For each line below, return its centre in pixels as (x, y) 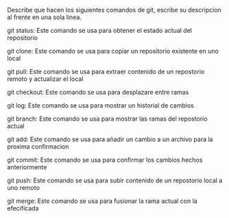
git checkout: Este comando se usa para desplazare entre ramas (98, 92)
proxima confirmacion (38, 146)
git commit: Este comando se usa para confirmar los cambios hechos (105, 160)
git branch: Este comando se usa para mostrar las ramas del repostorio (107, 119)
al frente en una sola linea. (45, 17)
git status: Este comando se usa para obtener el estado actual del (99, 31)
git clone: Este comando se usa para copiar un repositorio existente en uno (113, 51)
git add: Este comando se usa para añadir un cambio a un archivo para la (110, 139)
